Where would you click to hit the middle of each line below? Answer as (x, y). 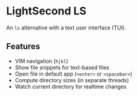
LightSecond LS (46, 11)
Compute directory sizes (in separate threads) (72, 80)
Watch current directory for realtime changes (71, 86)
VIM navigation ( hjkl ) (41, 61)
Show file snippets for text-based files (62, 67)
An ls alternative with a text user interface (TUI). (66, 28)
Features (23, 46)
